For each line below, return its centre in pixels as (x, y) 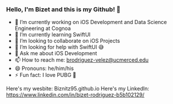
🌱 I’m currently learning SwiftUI (53, 35)
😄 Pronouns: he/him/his (44, 68)
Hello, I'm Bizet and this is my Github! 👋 (63, 9)
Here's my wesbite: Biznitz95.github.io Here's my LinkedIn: (78, 89)
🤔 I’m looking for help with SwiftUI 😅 (59, 47)
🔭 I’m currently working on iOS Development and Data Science (91, 22)
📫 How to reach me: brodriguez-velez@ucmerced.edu (81, 60)
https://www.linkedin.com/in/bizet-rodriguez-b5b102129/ (75, 95)
